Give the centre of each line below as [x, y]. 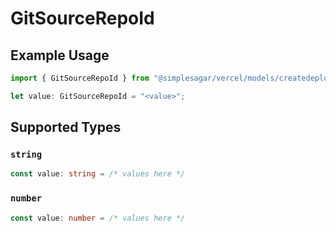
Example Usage [60, 55]
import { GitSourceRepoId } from [80, 78]
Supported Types [66, 127]
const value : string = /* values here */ [98, 174]
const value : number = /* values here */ [98, 218]
